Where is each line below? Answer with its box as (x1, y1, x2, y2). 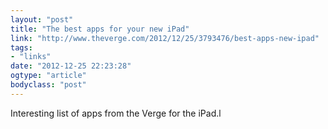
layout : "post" (10, 14, 74, 25)
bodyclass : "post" (10, 80, 87, 90)
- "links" (10, 52, 52, 62)
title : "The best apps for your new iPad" (10, 24, 190, 34)
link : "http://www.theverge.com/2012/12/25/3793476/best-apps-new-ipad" (10, 33, 320, 43)
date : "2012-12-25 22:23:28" (10, 61, 132, 71)
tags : (10, 42, 33, 53)
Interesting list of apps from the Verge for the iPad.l (10, 107, 222, 119)
